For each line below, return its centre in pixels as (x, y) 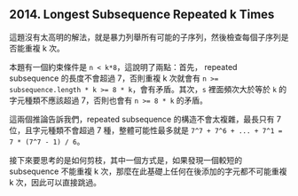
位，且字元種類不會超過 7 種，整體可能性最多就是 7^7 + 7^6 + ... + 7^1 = (146, 130)
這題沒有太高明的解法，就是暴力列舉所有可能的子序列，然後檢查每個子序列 (145, 37)
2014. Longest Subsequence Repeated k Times (142, 15)
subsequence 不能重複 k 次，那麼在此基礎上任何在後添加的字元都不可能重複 (148, 171)
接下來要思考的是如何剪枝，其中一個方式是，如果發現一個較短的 (125, 160)
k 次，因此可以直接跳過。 (55, 182)
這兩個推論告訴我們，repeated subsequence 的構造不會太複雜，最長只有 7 (145, 119)
